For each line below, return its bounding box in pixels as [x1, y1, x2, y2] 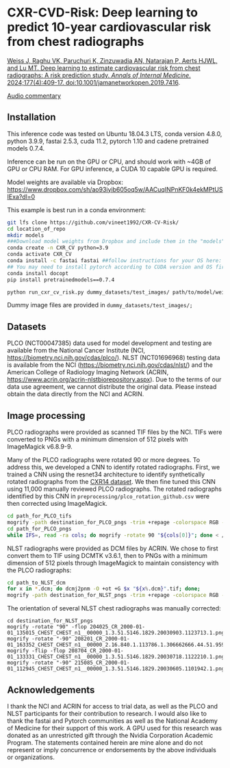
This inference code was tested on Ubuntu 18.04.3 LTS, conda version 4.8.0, [7, 129, 222, 138]
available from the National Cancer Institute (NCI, [7, 346, 146, 355]
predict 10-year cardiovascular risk [7, 19, 212, 35]
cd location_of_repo [7, 225, 66, 232]
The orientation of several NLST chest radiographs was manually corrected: [7, 604, 221, 613]
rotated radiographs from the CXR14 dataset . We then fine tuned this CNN [7, 478, 216, 485]
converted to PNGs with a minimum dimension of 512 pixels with [7, 435, 188, 443]
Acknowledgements [7, 684, 95, 695]
